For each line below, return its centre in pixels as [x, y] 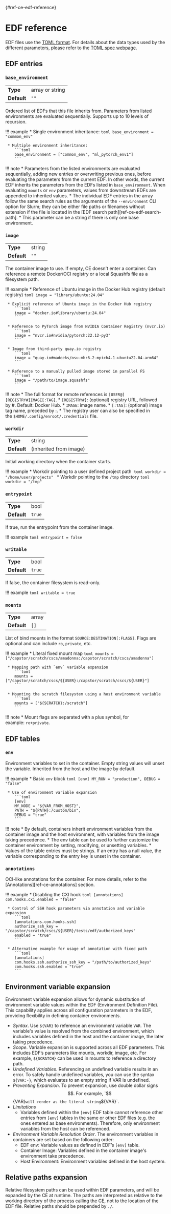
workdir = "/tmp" [24, 482]
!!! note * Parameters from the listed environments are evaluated [73, 168]
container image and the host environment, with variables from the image [82, 834]
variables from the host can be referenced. [65, 1128]
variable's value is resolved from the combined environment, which [83, 1031]
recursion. [16, 121]
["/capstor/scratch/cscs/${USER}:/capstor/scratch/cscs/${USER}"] [77, 681]
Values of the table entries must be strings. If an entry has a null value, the [83, 851]
